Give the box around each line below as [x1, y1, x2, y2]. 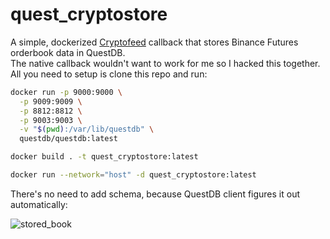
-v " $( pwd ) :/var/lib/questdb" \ [19, 124, 155, 135]
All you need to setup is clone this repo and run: [10, 68, 208, 80]
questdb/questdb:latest [19, 134, 118, 144]
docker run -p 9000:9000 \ [10, 87, 123, 97]
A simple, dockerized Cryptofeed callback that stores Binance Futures [10, 36, 299, 48]
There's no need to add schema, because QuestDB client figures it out [10, 188, 301, 200]
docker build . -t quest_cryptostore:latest [10, 152, 199, 162]
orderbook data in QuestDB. [10, 46, 126, 58]
